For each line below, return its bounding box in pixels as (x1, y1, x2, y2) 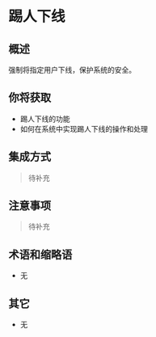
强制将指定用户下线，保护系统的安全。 (8, 65, 136, 74)
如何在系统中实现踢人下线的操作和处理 (19, 124, 148, 133)
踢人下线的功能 (19, 114, 70, 124)
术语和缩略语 (8, 247, 73, 261)
